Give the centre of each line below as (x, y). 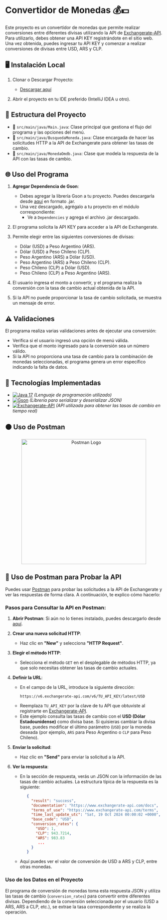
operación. (16, 912)
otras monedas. (36, 867)
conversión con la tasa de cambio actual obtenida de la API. (74, 288)
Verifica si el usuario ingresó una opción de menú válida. (71, 341)
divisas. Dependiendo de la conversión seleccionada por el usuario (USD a (82, 901)
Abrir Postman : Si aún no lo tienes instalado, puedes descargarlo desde (86, 618)
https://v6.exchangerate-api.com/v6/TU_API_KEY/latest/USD (83, 696)
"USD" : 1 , (46, 829)
